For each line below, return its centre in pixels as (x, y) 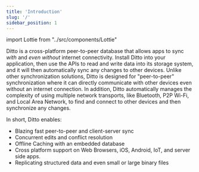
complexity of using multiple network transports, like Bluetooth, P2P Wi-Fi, (98, 95)
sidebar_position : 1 (32, 23)
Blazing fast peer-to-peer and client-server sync (74, 131)
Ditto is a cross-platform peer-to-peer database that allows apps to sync (95, 51)
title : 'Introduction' (34, 12)
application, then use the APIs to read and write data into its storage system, (100, 64)
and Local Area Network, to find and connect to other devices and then (94, 102)
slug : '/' (18, 17)
